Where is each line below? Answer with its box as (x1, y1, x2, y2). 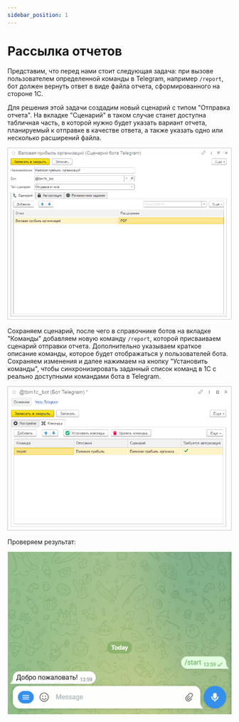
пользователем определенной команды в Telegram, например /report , (7, 74, 224, 83)
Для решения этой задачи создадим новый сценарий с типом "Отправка (7, 103, 230, 112)
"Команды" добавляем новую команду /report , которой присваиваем (7, 335, 221, 343)
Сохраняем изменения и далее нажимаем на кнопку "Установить (7, 357, 208, 366)
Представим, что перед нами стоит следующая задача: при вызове (7, 66, 213, 75)
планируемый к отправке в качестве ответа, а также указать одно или (7, 125, 223, 135)
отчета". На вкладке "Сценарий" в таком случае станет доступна (7, 110, 206, 119)
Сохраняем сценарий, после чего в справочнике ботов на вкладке (7, 327, 211, 335)
